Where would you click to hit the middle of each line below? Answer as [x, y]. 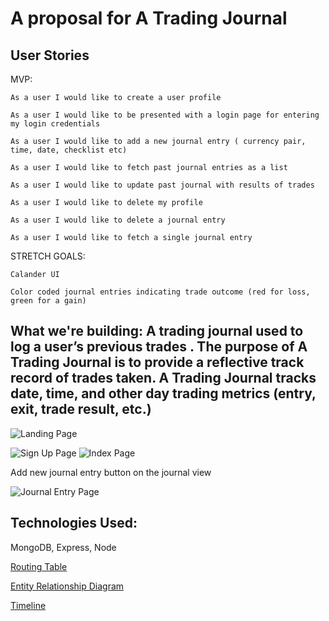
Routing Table [39, 566]
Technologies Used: [74, 523]
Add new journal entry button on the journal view [111, 472]
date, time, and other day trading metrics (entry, [163, 393]
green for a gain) [48, 301]
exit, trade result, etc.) [81, 409]
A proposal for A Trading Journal [149, 18]
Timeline [28, 605]
